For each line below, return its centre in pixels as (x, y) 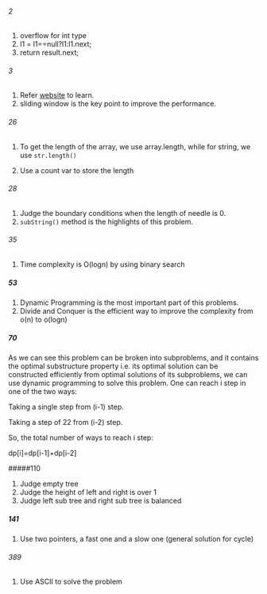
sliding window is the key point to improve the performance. (118, 104)
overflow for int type (53, 36)
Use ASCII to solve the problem (71, 582)
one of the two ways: (43, 391)
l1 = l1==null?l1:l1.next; (56, 44)
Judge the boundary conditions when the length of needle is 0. (123, 213)
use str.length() (48, 155)
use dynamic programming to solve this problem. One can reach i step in (127, 383)
